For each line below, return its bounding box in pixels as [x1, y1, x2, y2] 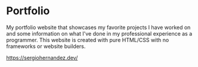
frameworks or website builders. [6, 43, 86, 50]
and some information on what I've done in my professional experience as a [6, 30, 193, 37]
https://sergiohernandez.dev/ [6, 54, 78, 61]
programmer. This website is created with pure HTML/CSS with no [6, 36, 169, 43]
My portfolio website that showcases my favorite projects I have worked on [6, 24, 191, 31]
